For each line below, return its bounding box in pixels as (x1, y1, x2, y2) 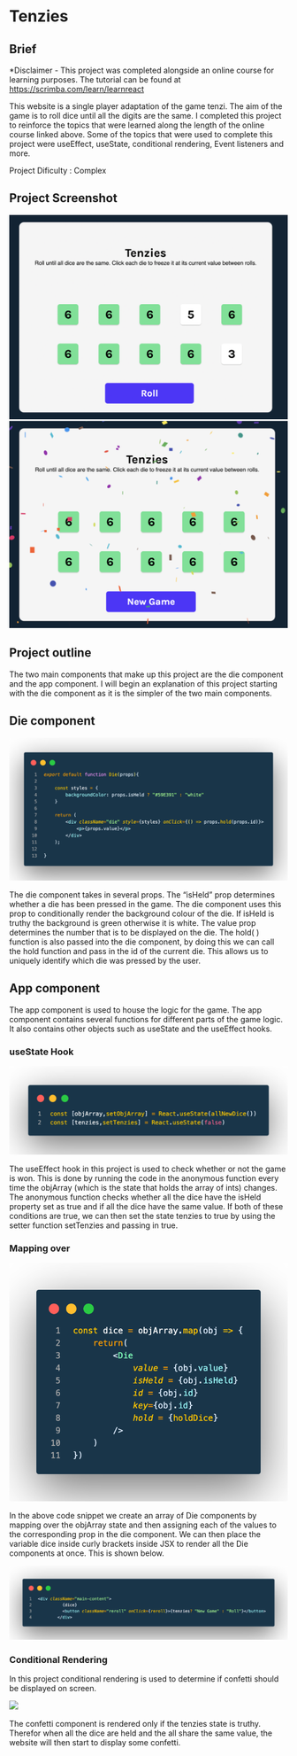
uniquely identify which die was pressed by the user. (9, 955, 202, 967)
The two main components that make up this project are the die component (9, 669, 284, 680)
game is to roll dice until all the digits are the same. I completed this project (9, 111, 282, 120)
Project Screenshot (9, 190, 118, 206)
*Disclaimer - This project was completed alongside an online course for (9, 65, 274, 75)
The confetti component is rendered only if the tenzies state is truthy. (9, 1719, 262, 1729)
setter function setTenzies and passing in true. (9, 1220, 179, 1231)
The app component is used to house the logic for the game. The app (9, 1004, 263, 1015)
